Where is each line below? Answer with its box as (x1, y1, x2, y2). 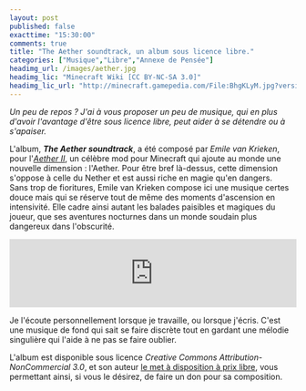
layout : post (9, 13, 59, 23)
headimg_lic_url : (9, 81, 76, 90)
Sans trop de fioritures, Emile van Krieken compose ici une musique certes (9, 181, 290, 192)
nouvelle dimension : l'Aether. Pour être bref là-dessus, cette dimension (9, 162, 279, 173)
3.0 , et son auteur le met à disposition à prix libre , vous (72, 361, 279, 372)
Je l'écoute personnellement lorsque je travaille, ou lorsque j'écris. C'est (9, 314, 280, 325)
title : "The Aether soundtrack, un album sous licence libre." (9, 47, 255, 57)
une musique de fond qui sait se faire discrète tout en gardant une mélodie (9, 324, 290, 335)
